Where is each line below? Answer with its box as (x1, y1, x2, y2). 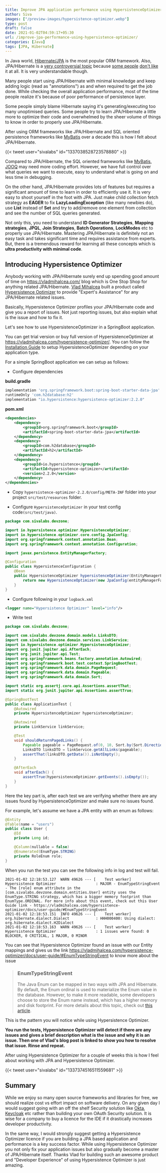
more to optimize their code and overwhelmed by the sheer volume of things (5, 113, 161, 119)
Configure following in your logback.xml (12, 596, 93, 602)
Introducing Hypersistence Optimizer (5, 261, 123, 269)
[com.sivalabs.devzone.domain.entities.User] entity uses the (5, 890, 136, 895)
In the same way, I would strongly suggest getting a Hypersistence (5, 1130, 141, 1136)
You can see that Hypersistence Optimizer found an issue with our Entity (5, 942, 153, 948)
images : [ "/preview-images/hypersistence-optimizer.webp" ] (5, 16, 129, 21)
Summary (5, 1081, 36, 1090)
